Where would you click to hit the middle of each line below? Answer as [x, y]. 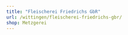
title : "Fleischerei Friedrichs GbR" [53, 12]
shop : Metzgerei [26, 23]
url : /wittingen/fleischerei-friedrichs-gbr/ [64, 17]
